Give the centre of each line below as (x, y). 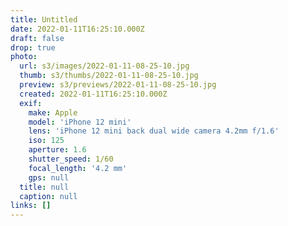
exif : (31, 103)
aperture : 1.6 (57, 150)
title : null (44, 187)
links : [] (31, 206)
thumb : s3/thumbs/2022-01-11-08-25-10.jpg (109, 76)
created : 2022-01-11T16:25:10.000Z (93, 94)
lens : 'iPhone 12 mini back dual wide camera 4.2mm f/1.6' (154, 131)
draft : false (37, 38)
